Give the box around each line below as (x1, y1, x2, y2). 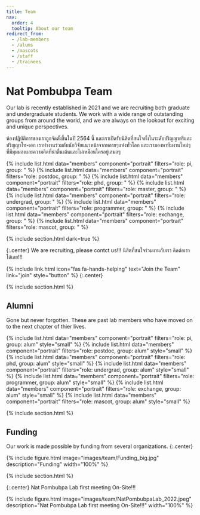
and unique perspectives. (6, 123, 69, 130)
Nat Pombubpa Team (6, 84, 112, 98)
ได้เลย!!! (6, 253, 23, 260)
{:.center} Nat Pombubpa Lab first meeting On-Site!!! (6, 484, 136, 491)
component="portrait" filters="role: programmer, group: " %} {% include (6, 204, 184, 212)
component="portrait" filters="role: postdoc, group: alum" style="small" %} (6, 347, 193, 354)
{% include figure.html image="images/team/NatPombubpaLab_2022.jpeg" (6, 495, 192, 502)
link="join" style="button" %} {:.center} (6, 272, 103, 279)
